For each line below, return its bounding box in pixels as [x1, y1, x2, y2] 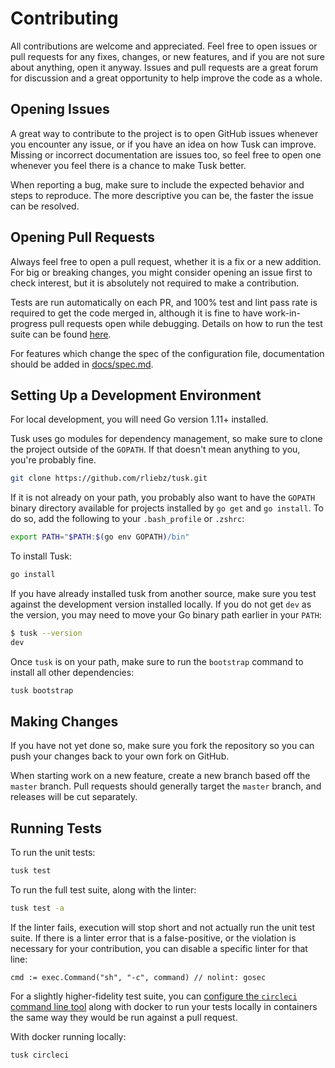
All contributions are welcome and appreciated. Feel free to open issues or [10, 40, 318, 52]
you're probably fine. [10, 454, 97, 466]
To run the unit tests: [10, 847, 96, 859]
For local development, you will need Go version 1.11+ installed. [10, 413, 269, 426]
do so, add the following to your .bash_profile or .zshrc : [10, 513, 245, 525]
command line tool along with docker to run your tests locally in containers [10, 1001, 318, 1012]
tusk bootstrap [10, 685, 74, 696]
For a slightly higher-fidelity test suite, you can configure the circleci [10, 990, 298, 1002]
